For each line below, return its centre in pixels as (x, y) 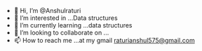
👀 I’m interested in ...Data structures (66, 18)
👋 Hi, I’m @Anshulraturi (47, 11)
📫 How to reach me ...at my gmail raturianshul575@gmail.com (104, 40)
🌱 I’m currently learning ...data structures (73, 25)
